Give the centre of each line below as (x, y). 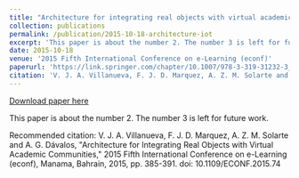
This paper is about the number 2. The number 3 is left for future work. (139, 117)
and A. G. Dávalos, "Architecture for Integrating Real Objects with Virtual (141, 144)
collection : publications (57, 26)
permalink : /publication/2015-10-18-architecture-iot (111, 34)
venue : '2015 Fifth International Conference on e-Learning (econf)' (141, 59)
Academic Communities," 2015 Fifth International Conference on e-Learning (148, 154)
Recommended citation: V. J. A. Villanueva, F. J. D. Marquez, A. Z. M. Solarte (149, 135)
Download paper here (49, 101)
